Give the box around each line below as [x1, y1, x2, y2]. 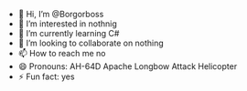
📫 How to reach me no [17, 48, 106, 58]
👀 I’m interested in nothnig [17, 18, 117, 29]
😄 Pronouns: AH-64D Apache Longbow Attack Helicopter [17, 61, 238, 72]
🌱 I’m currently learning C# [17, 28, 120, 38]
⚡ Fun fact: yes [17, 71, 75, 82]
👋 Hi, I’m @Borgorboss [17, 9, 104, 19]
